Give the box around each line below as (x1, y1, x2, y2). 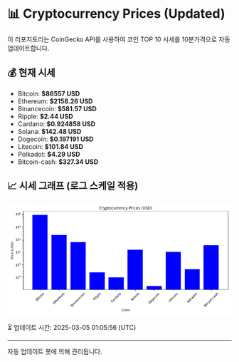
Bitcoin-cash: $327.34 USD (17, 157, 99, 166)
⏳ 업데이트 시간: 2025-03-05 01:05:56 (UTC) (7, 323, 137, 331)
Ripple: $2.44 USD (17, 112, 73, 120)
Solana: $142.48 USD (17, 127, 82, 135)
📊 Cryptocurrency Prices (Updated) (7, 6, 225, 22)
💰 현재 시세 (7, 67, 55, 79)
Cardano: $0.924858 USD (17, 119, 96, 128)
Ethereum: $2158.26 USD (17, 97, 93, 105)
